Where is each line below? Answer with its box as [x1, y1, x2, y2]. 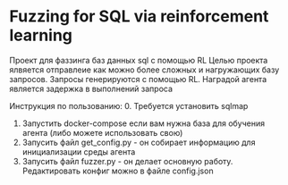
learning [9, 25, 73, 46]
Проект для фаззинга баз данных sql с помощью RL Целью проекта [9, 55, 268, 65]
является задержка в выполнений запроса [9, 83, 173, 94]
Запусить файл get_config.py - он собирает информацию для [21, 137, 256, 147]
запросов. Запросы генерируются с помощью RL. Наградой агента [9, 73, 267, 84]
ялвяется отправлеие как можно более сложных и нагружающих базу [9, 64, 280, 75]
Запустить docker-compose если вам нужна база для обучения [21, 118, 266, 129]
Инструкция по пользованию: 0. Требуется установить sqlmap [9, 100, 249, 111]
